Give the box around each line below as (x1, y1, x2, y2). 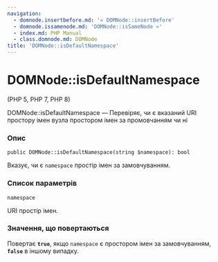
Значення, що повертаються (7, 223, 109, 233)
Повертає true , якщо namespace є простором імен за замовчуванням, (7, 239, 212, 247)
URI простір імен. (7, 206, 59, 215)
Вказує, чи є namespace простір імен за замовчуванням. (7, 161, 171, 170)
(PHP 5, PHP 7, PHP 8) (7, 95, 71, 103)
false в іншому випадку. (7, 247, 80, 255)
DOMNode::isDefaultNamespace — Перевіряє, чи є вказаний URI (7, 108, 197, 116)
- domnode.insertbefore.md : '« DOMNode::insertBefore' (13, 17, 175, 24)
